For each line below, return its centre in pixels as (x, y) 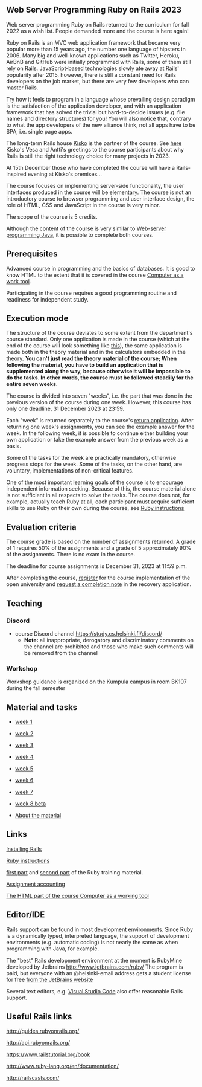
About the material (38, 816)
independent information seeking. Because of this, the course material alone (101, 489)
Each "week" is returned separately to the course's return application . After (100, 421)
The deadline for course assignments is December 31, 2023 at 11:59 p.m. (96, 566)
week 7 (24, 792)
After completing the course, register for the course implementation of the (98, 578)
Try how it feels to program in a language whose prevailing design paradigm (101, 99)
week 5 (24, 769)
